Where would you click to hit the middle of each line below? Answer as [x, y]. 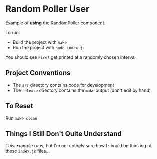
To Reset [19, 106]
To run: [13, 32]
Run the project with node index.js [49, 47]
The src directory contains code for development [63, 85]
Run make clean [21, 118]
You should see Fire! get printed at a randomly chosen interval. [71, 57]
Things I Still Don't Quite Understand [63, 134]
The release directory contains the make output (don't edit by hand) [82, 90]
